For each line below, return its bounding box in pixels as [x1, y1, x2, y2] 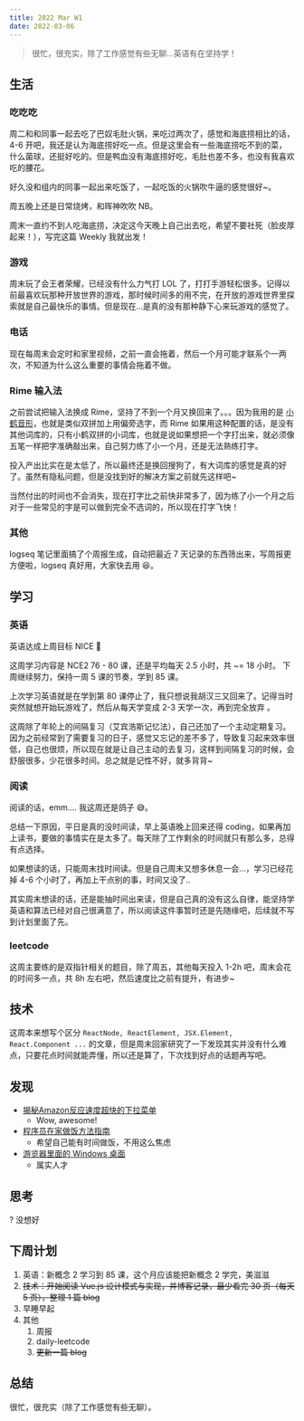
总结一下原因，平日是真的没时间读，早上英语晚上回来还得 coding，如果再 [9, 821, 283, 833]
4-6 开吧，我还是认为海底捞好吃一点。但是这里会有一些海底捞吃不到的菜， [9, 139, 288, 150]
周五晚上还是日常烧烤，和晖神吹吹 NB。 [9, 201, 158, 212]
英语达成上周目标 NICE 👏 [9, 641, 102, 652]
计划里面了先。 [16, 916, 73, 928]
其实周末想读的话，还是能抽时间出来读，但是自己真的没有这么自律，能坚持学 [9, 893, 295, 905]
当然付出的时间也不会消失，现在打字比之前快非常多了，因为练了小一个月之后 [9, 491, 295, 501]
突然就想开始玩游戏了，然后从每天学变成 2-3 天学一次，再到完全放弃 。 [9, 702, 276, 713]
